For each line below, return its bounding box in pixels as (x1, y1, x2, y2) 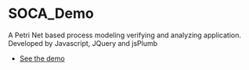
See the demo (19, 54, 65, 63)
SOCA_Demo (8, 5, 94, 23)
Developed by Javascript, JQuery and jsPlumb (8, 38, 158, 47)
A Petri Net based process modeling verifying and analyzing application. (8, 30, 241, 40)
